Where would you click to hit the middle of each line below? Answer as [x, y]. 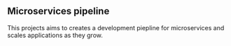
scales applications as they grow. [55, 35]
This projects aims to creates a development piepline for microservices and [116, 27]
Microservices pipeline [58, 11]
